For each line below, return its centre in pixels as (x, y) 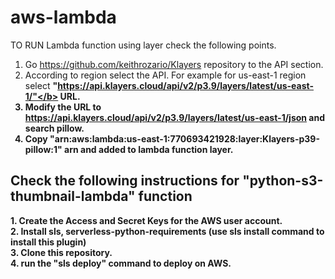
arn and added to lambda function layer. (149, 149)
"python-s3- (283, 181)
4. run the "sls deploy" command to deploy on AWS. (121, 263)
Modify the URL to (63, 107)
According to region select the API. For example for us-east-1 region (165, 75)
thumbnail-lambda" (73, 196)
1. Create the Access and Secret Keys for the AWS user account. (146, 220)
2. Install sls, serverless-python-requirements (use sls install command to (167, 231)
